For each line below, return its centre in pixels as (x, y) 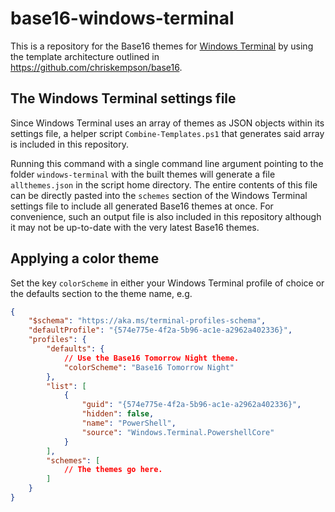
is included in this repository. (70, 144)
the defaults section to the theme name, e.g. (101, 293)
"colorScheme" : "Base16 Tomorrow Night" (149, 367)
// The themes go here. (113, 470)
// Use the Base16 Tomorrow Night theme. (151, 358)
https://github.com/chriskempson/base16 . (96, 67)
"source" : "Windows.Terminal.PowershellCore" (178, 432)
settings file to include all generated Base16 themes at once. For (142, 206)
